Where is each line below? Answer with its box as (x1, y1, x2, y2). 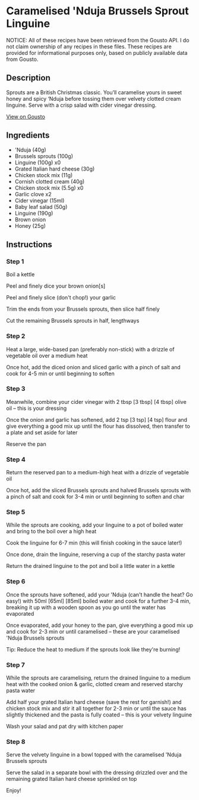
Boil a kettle (6, 271, 35, 278)
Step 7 (6, 660, 25, 669)
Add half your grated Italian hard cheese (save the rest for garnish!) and (6, 699, 182, 706)
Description (6, 73, 50, 83)
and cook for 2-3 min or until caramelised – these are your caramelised (6, 628, 180, 635)
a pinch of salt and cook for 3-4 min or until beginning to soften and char (6, 493, 185, 501)
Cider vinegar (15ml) (14, 197, 65, 204)
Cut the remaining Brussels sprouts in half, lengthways (6, 317, 140, 325)
